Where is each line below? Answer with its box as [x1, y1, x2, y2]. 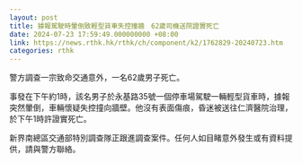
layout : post [9, 13, 58, 22]
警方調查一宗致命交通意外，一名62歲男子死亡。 [9, 73, 185, 83]
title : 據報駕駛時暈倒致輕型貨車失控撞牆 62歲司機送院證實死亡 [9, 21, 220, 30]
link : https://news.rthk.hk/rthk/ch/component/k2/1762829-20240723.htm [9, 38, 283, 47]
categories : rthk [9, 47, 75, 56]
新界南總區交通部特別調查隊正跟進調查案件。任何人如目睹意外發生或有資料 [9, 133, 285, 143]
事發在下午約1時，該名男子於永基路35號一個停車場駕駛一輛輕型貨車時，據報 [9, 91, 290, 102]
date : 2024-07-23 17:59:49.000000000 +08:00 [9, 30, 179, 39]
